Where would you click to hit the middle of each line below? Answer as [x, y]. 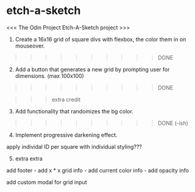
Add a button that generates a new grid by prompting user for [92, 69]
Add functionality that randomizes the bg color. [74, 111]
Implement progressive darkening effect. [66, 135]
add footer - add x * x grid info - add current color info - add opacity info [97, 170]
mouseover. [30, 46]
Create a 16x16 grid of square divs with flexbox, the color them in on [101, 39]
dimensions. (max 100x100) [49, 76]
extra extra [29, 158]
